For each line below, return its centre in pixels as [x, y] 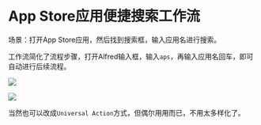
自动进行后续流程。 [40, 66]
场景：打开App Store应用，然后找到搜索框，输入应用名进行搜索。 [115, 40]
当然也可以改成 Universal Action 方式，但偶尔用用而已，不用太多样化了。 [127, 112]
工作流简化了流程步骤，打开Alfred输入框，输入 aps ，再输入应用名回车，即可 [131, 56]
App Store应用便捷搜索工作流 [104, 16]
